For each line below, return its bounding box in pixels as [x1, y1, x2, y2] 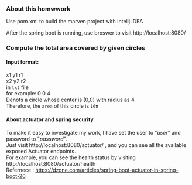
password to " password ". [6, 135, 67, 142]
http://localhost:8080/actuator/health [6, 160, 96, 167]
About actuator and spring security [6, 116, 94, 123]
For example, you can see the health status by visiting [6, 154, 136, 161]
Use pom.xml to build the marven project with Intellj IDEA [6, 18, 143, 25]
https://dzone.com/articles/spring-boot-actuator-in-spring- [35, 166, 179, 173]
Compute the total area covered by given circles [6, 44, 145, 52]
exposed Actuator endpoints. [6, 148, 76, 155]
